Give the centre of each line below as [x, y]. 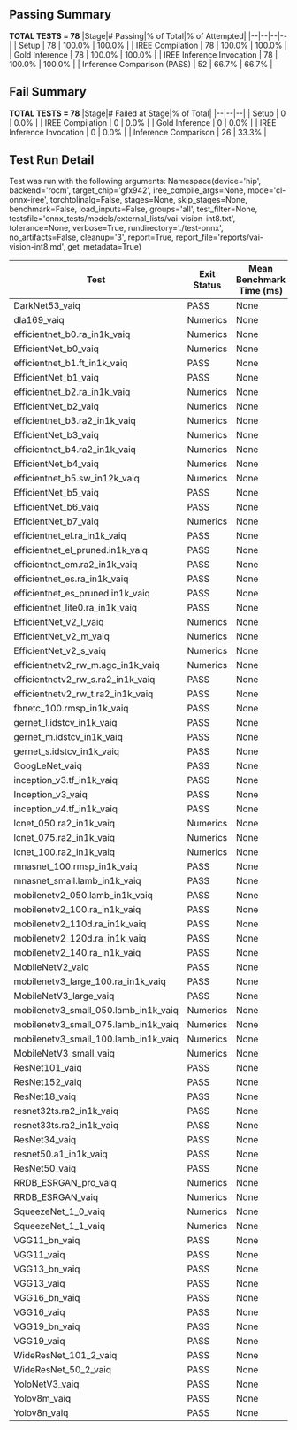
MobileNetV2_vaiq [52, 967]
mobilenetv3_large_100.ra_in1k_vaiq [90, 981]
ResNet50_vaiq [45, 1169]
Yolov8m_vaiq [42, 1399]
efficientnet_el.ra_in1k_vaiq [70, 536]
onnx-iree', [29, 200]
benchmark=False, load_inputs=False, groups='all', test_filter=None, [133, 209]
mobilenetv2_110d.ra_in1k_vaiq [80, 924]
